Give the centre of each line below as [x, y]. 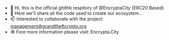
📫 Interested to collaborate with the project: [57, 19]
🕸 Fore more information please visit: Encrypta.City [65, 32]
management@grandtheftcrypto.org [48, 26]
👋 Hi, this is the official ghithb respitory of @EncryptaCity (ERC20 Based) [87, 8]
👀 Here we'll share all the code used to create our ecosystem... [76, 13]
